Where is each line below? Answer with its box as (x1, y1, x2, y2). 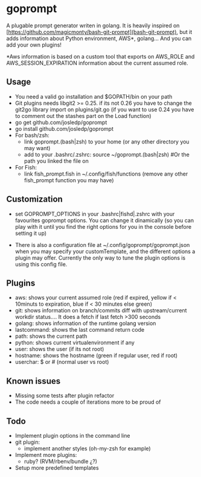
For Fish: (14, 163, 37, 171)
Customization (6, 194, 63, 205)
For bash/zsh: (14, 131, 49, 139)
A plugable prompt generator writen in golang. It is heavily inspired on (6, 22, 180, 29)
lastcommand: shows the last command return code (14, 326, 145, 334)
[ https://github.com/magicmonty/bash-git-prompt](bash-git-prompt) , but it (6, 28, 193, 35)
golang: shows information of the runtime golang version (14, 320, 156, 327)
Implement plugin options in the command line (14, 432, 130, 439)
